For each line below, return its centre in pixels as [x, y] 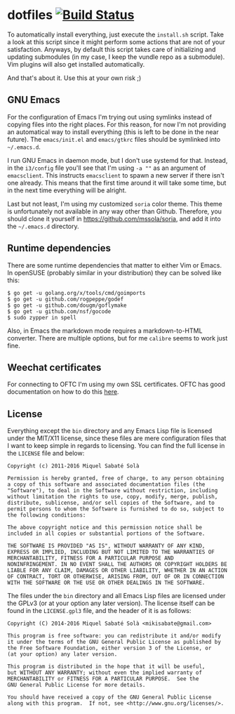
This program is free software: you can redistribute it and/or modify [114, 636]
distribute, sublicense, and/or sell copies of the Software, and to [111, 503]
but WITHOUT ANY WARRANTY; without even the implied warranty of [105, 673]
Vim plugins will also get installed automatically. [76, 64]
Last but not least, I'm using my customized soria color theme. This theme [115, 204]
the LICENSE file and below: [46, 454]
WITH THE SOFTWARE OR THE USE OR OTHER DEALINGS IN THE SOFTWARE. [106, 583]
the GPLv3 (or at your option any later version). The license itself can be [111, 603]
